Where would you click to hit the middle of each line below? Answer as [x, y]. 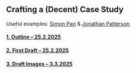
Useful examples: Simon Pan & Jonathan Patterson [68, 23]
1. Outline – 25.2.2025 [33, 37]
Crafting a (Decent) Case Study [65, 10]
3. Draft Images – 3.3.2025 [39, 64]
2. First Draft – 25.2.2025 [38, 50]
